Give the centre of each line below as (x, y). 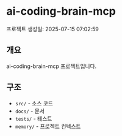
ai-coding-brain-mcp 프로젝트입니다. (52, 66)
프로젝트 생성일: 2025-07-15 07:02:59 (53, 29)
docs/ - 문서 (30, 111)
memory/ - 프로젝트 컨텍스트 (48, 126)
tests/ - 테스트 (34, 118)
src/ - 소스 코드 (34, 103)
